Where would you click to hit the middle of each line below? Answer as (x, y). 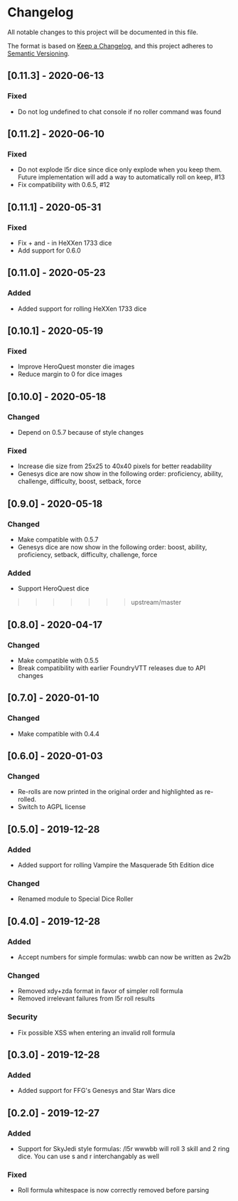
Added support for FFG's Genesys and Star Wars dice (96, 1091)
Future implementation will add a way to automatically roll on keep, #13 (121, 177)
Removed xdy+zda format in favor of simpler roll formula (100, 991)
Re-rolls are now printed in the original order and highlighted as (110, 792)
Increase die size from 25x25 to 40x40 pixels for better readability (114, 466)
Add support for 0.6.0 (49, 250)
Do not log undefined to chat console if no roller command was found (119, 112)
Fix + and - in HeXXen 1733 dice (65, 243)
